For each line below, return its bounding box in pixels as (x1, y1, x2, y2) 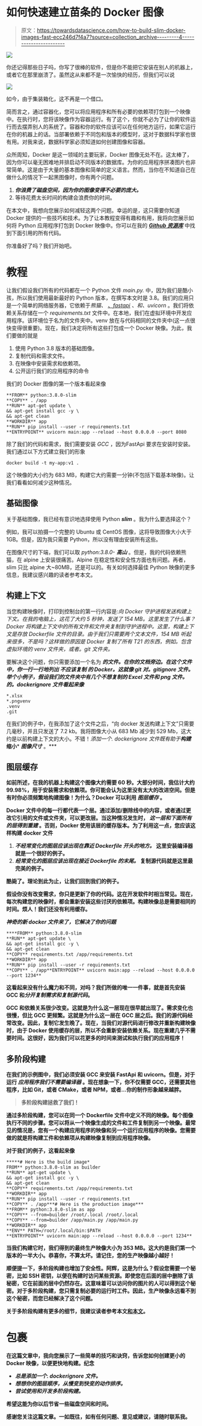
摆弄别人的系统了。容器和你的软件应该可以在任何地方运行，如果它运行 (22, 123, 196, 130)
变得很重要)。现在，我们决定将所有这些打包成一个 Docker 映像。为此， (11, 324, 188, 332)
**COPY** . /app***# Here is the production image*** (6, 1201, 144, 1208)
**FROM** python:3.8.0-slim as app (6, 1207, 96, 1213)
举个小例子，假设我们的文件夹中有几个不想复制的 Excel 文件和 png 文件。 (6, 673, 188, 680)
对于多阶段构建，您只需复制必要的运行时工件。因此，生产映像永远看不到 (16, 1287, 196, 1295)
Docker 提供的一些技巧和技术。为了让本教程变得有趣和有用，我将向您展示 (6, 214, 189, 221)
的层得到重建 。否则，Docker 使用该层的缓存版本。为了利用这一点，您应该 (6, 822, 191, 829)
